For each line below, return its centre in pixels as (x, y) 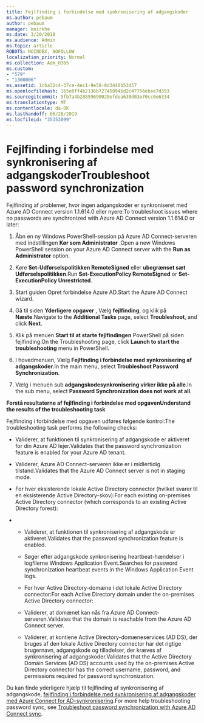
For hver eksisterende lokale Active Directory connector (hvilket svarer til (106, 489)
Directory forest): (37, 508)
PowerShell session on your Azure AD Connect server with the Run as (103, 250)
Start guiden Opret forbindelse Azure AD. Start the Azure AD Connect (101, 292)
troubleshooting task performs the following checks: (72, 428)
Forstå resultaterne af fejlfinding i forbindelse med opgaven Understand (99, 403)
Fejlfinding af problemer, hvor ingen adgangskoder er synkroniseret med (97, 205)
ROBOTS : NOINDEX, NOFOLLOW (40, 52)
